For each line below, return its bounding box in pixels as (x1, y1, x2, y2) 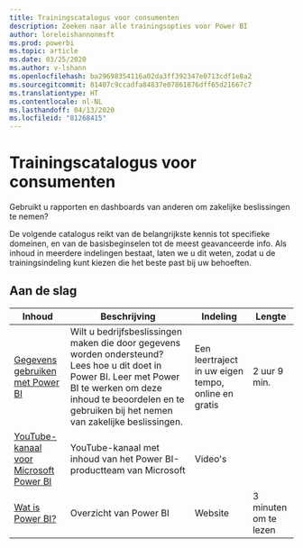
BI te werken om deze (70, 381, 162, 394)
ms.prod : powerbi (9, 38, 75, 48)
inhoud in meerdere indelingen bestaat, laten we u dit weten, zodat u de (9, 248, 276, 259)
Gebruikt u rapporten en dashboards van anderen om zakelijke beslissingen (9, 202, 290, 213)
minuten (252, 501, 288, 514)
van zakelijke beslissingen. (70, 416, 183, 428)
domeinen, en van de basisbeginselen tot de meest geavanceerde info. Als (9, 238, 287, 249)
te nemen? (9, 211, 49, 222)
